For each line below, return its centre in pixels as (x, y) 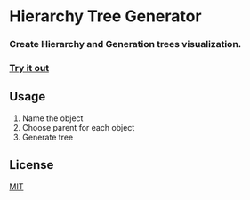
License (32, 165)
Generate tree (48, 137)
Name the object (52, 118)
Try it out (29, 68)
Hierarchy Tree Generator (105, 16)
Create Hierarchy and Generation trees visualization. (125, 44)
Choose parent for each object (78, 127)
